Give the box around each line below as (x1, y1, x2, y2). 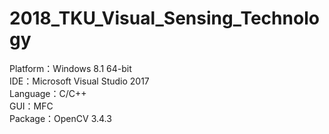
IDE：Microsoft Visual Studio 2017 (9, 75, 150, 87)
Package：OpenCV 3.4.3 (9, 112, 112, 124)
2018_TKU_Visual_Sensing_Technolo (9, 7, 320, 30)
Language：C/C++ (9, 87, 87, 99)
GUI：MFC (9, 100, 54, 112)
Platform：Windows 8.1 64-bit (9, 62, 132, 74)
